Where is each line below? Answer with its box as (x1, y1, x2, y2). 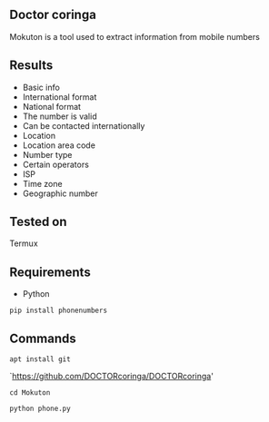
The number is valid (22, 111, 97, 122)
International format (22, 91, 97, 103)
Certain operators (22, 159, 89, 170)
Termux (9, 238, 38, 249)
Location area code (22, 140, 95, 151)
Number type (22, 149, 73, 160)
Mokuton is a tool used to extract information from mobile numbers (9, 31, 261, 42)
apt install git (9, 355, 71, 364)
